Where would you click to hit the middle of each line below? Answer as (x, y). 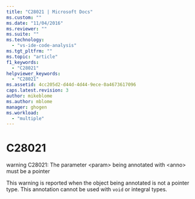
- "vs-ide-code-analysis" (44, 46)
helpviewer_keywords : (34, 74)
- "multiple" (28, 118)
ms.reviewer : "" (27, 29)
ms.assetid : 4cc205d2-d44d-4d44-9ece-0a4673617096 (71, 85)
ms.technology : (25, 40)
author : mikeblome (29, 96)
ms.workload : (23, 113)
